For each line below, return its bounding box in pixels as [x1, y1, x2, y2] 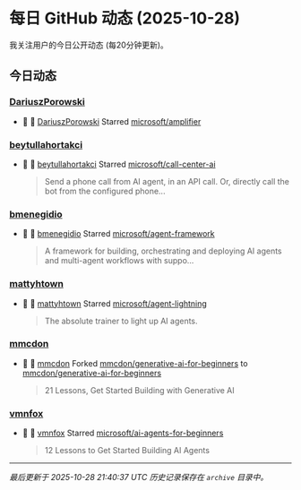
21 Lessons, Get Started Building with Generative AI [44, 384, 235, 395]
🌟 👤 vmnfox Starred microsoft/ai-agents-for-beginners [21, 427, 224, 439]
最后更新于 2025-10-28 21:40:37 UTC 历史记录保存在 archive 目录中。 [9, 472, 269, 483]
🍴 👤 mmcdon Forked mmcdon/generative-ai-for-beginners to [21, 357, 248, 368]
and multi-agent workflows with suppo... [44, 255, 194, 266]
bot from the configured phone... [44, 185, 166, 196]
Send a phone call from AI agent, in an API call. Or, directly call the [44, 176, 289, 186]
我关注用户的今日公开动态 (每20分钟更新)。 [9, 39, 168, 50]
